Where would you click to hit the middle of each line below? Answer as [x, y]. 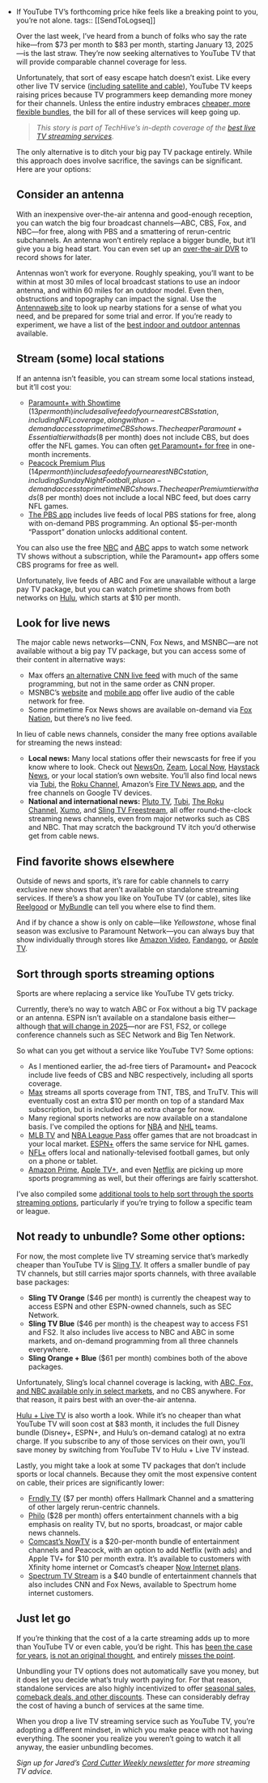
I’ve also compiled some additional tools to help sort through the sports [134, 1194]
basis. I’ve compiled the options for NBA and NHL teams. [123, 1127]
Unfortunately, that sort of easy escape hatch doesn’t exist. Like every [133, 77]
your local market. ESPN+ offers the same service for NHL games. [138, 1144]
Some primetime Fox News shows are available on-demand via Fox [140, 710]
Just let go [43, 1619]
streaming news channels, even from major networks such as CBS [139, 819]
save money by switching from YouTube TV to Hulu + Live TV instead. [132, 1449]
